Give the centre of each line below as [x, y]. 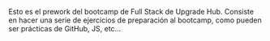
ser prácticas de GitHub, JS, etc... [65, 29]
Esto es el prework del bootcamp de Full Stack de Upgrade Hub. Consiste [131, 12]
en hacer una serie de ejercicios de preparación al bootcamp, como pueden [135, 20]
